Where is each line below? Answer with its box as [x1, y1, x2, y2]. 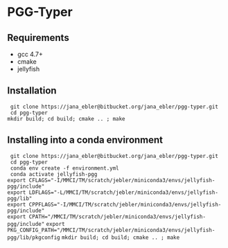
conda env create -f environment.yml [10, 164, 119, 172]
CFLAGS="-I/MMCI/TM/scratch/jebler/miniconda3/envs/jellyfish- [28, 177, 216, 184]
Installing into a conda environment [7, 134, 164, 146]
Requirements [7, 32, 69, 44]
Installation [7, 85, 57, 97]
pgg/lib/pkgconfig [7, 233, 60, 241]
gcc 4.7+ [17, 50, 43, 58]
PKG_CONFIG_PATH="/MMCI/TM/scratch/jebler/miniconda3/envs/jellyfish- [7, 227, 216, 233]
